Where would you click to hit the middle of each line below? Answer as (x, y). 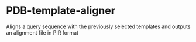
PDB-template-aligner (61, 11)
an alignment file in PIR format (42, 32)
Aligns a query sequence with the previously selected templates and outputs (98, 26)
